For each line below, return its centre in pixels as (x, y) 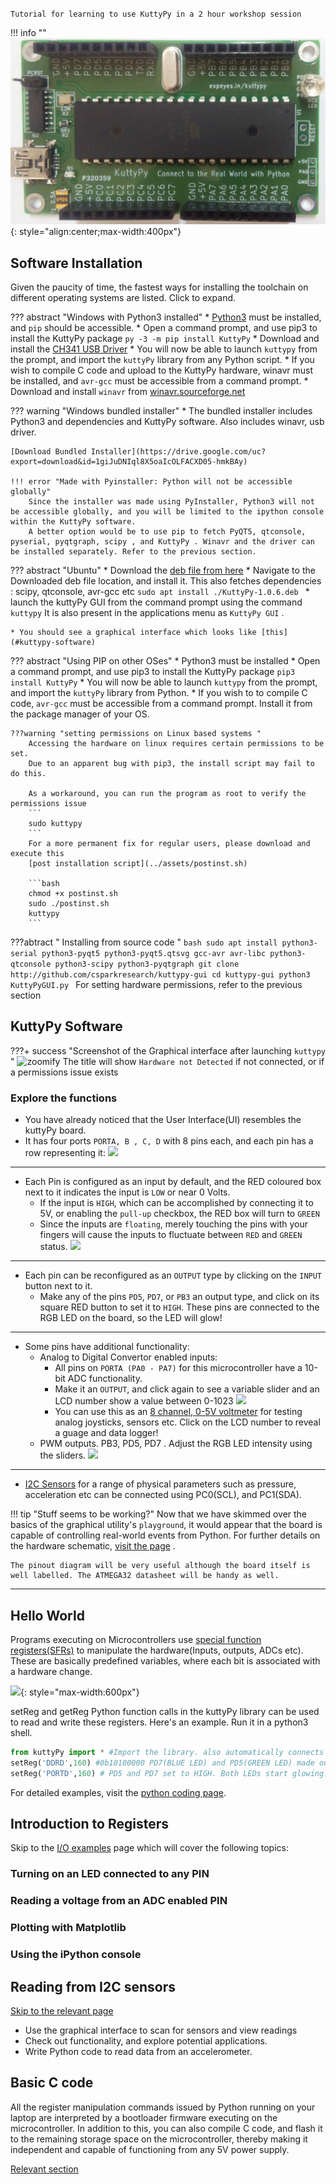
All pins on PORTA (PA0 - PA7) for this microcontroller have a (178, 1368)
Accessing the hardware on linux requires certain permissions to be (176, 744)
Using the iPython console (76, 1955)
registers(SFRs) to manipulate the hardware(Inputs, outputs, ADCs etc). (157, 1650)
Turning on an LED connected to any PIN (110, 1874)
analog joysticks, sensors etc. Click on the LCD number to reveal (187, 1422)
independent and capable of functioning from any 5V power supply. (150, 2149)
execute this (37, 854)
